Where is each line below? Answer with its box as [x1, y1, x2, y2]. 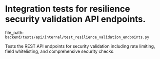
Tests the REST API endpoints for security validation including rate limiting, [5, 43, 155, 49]
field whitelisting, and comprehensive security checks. [5, 48, 115, 54]
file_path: [5, 29, 24, 35]
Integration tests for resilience [5, 3, 130, 15]
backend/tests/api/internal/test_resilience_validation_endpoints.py [5, 35, 150, 40]
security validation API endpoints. [5, 14, 146, 25]
